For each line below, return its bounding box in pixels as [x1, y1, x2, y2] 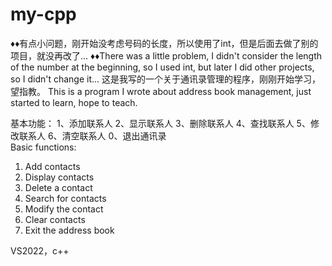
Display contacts [24, 171, 95, 183]
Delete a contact [24, 181, 93, 193]
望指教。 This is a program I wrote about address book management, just [10, 85, 312, 97]
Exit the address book [24, 224, 115, 236]
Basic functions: [10, 141, 77, 153]
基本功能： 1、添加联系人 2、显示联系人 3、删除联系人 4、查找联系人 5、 [10, 117, 311, 129]
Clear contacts [24, 213, 86, 225]
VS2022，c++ [10, 244, 70, 257]
